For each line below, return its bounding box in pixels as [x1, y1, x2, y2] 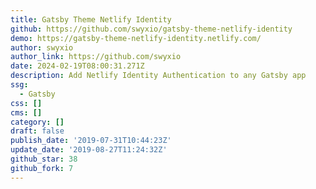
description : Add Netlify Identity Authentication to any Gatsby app [10, 71, 307, 81]
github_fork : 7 [10, 163, 74, 173]
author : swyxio [10, 42, 74, 53]
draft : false [10, 126, 65, 136]
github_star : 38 [10, 154, 78, 164]
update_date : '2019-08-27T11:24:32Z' [10, 145, 168, 155]
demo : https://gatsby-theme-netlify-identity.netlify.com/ [10, 33, 262, 43]
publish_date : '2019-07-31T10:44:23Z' [10, 136, 172, 146]
